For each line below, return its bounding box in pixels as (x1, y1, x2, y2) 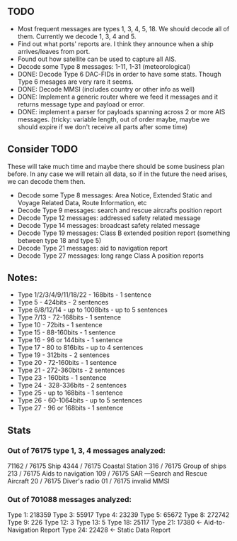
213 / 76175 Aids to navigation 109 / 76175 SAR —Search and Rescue (7, 469, 207, 478)
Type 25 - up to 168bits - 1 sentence (17, 388, 123, 397)
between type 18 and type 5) (17, 236, 102, 244)
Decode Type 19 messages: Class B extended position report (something (17, 229, 231, 237)
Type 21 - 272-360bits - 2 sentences (17, 366, 125, 375)
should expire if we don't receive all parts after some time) (17, 122, 188, 131)
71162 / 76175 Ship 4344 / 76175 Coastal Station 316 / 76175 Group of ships (7, 461, 226, 471)
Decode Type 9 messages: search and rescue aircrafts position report (17, 206, 222, 214)
